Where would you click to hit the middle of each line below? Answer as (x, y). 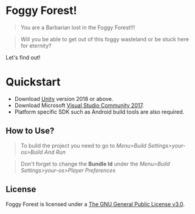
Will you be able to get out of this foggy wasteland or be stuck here (105, 39)
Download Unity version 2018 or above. (64, 98)
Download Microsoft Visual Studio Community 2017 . (79, 105)
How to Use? (30, 131)
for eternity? (36, 46)
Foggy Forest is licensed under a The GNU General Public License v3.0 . (95, 204)
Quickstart (33, 82)
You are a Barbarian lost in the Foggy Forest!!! (78, 27)
